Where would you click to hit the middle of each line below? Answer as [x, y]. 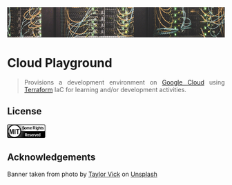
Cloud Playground [60, 63]
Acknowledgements [51, 158]
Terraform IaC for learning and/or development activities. [105, 89]
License [25, 111]
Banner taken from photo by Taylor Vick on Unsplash [82, 174]
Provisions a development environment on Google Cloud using [124, 82]
